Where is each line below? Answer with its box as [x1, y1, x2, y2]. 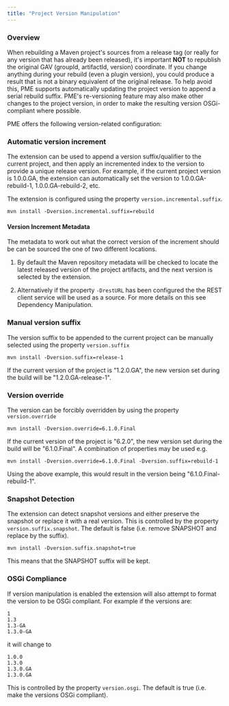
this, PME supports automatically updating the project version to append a [7, 84, 216, 93]
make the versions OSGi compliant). [7, 690, 108, 699]
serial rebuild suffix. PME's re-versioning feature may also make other [7, 92, 204, 100]
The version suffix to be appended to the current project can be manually [7, 333, 214, 341]
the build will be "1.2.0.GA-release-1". [7, 373, 111, 381]
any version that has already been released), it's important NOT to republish [7, 56, 221, 64]
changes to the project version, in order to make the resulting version [7, 99, 202, 107]
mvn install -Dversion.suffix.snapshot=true [7, 545, 136, 552]
